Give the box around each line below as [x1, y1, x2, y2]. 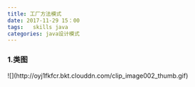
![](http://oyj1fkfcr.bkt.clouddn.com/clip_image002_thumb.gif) [7, 71, 189, 80]
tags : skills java [7, 23, 69, 30]
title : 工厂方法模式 [7, 10, 62, 18]
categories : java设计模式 [7, 30, 80, 37]
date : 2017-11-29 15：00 [7, 17, 80, 24]
